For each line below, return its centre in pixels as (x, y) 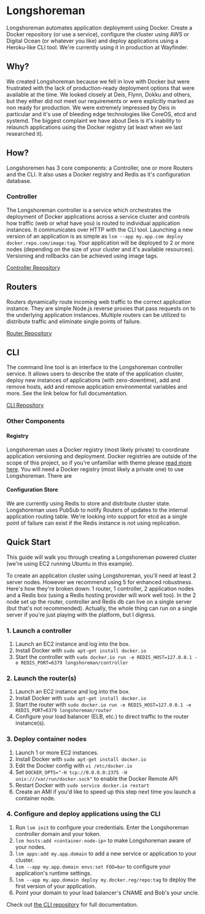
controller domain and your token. (58, 834)
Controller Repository (33, 267)
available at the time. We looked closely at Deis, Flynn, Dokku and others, (99, 94)
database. (19, 181)
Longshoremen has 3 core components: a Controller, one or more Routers (100, 168)
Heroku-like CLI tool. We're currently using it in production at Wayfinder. (97, 47)
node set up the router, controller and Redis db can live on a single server (99, 601)
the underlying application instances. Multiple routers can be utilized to (96, 314)
